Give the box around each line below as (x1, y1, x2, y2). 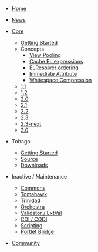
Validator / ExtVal (20, 210, 62, 216)
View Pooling (29, 52, 62, 58)
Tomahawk (20, 191, 48, 197)
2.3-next (20, 120, 42, 127)
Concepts (20, 45, 45, 52)
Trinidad (20, 197, 41, 204)
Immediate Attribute (29, 70, 77, 77)
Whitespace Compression (29, 76, 92, 83)
